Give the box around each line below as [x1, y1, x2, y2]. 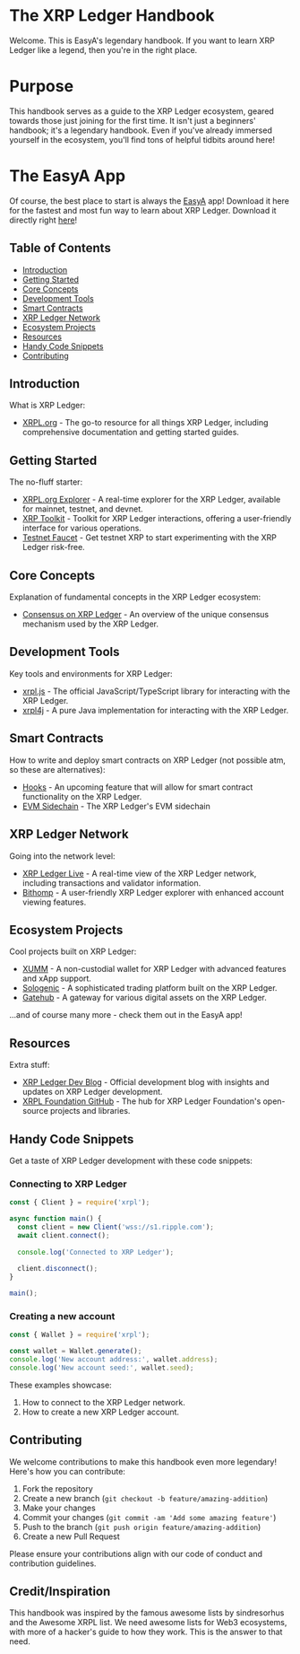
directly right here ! [9, 214, 78, 225]
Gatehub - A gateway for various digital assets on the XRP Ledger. [21, 993, 267, 1003]
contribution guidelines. [9, 1558, 97, 1569]
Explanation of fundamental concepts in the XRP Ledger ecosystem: [9, 591, 261, 602]
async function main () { [9, 1214, 102, 1223]
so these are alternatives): [9, 764, 106, 774]
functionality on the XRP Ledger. [21, 791, 142, 801]
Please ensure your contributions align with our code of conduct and [9, 1548, 262, 1559]
